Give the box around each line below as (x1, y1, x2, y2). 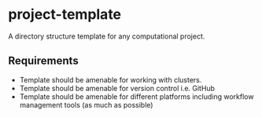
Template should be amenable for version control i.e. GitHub (19, 83, 215, 93)
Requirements (8, 54, 79, 68)
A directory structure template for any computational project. (8, 31, 205, 41)
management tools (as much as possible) (19, 100, 153, 109)
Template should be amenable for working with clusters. (19, 75, 202, 84)
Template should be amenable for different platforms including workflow (19, 92, 254, 101)
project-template (8, 5, 122, 24)
